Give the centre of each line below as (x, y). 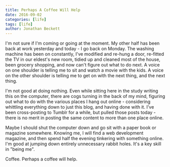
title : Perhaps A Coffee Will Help (43, 10)
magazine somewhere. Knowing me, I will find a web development (74, 133)
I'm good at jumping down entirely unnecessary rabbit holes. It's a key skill (83, 144)
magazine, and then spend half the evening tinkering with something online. (84, 139)
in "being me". (20, 149)
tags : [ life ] (19, 24)
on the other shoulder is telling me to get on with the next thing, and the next (85, 76)
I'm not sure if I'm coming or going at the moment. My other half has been (82, 43)
